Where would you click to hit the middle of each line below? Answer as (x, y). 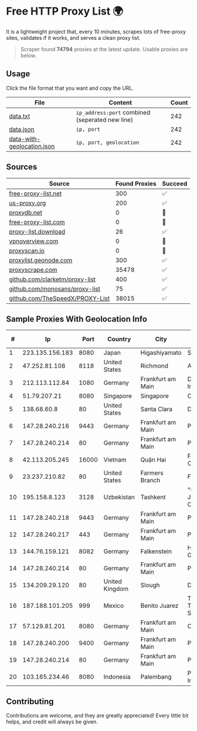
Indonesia (117, 677)
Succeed (175, 184)
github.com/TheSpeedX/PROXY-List (60, 298)
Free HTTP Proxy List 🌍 (65, 11)
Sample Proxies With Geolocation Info (77, 319)
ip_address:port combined (113, 112)
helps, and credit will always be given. (52, 722)
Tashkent (153, 498)
